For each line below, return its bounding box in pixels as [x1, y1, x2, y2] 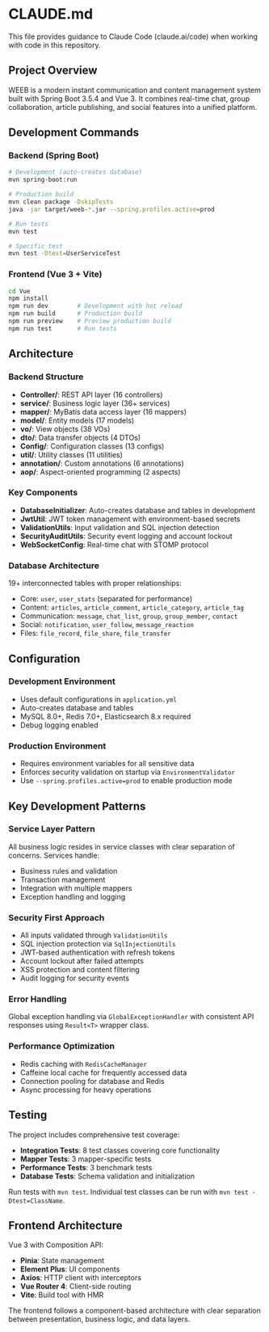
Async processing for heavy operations [19, 1085, 152, 1094]
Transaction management [19, 875, 106, 884]
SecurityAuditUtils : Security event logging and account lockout [19, 531, 233, 541]
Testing [8, 1108, 48, 1122]
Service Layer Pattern [8, 824, 95, 835]
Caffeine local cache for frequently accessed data [19, 1068, 187, 1077]
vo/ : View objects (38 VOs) [19, 424, 111, 433]
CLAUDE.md [8, 5, 94, 23]
